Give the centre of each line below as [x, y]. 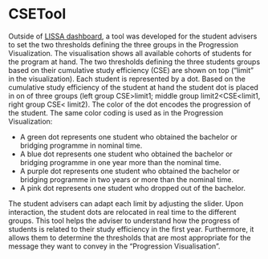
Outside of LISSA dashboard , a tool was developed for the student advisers [133, 36]
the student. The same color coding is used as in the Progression [116, 112]
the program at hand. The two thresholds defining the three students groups [134, 62]
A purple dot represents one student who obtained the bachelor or [130, 171]
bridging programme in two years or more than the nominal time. [127, 179]
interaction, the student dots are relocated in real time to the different [122, 212]
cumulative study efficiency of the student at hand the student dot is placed [134, 87]
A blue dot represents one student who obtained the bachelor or [126, 154]
